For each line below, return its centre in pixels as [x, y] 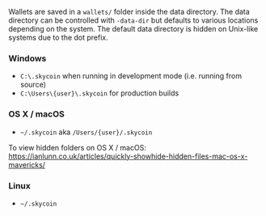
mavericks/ [27, 164]
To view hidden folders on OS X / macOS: [78, 147]
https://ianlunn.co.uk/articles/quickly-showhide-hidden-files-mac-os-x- [128, 156]
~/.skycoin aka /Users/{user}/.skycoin [86, 132]
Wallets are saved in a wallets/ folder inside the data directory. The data [129, 12]
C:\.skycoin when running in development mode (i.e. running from [131, 76]
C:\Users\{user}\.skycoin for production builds [99, 93]
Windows [27, 58]
